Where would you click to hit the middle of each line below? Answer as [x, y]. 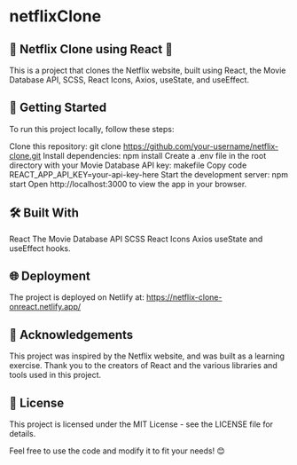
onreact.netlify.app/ [45, 307]
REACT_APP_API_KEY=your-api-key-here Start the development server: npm [148, 174]
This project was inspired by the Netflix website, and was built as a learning [147, 356]
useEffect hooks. [40, 248]
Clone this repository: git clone [65, 146]
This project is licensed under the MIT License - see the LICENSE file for [141, 424]
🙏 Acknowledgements [71, 335]
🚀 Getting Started [58, 108]
